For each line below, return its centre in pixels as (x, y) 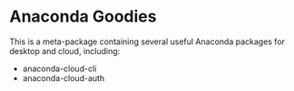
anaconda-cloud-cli (59, 68)
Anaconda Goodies (83, 17)
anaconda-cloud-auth (64, 77)
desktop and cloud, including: (65, 50)
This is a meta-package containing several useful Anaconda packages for (147, 41)
